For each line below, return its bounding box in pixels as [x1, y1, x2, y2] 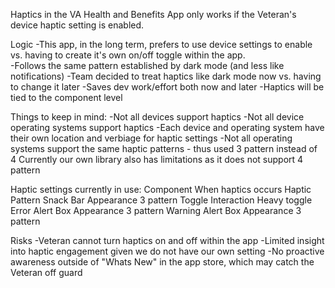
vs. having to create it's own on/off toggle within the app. [10, 49, 246, 61]
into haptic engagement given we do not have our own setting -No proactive [10, 245, 325, 257]
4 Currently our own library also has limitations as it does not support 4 [10, 154, 304, 165]
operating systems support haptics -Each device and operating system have [10, 122, 325, 133]
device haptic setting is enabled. [10, 19, 145, 31]
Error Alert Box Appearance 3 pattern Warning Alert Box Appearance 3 [10, 205, 302, 216]
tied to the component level [10, 92, 123, 103]
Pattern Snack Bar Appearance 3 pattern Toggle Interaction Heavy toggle [10, 194, 313, 206]
